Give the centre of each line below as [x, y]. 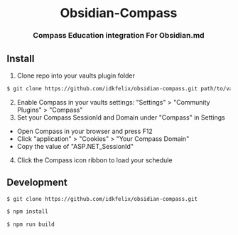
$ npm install [28, 211]
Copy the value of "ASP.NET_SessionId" [75, 146]
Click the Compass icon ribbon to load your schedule [94, 160]
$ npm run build [31, 225]
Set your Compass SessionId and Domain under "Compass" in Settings [121, 117]
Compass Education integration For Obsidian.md [119, 36]
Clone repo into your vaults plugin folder [76, 75]
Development [37, 183]
